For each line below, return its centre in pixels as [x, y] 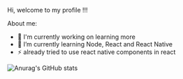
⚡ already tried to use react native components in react [96, 52]
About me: [22, 23]
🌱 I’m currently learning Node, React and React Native [95, 44]
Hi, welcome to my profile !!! [48, 10]
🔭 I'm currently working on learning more [76, 37]
